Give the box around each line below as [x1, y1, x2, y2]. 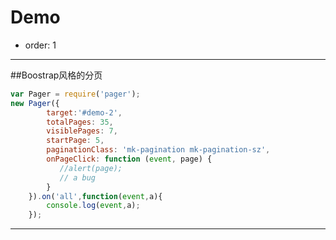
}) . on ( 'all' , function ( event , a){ [28, 191, 163, 201]
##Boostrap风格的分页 [10, 69, 103, 81]
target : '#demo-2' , [46, 107, 123, 118]
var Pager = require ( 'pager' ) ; [10, 89, 141, 99]
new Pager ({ [10, 98, 60, 108]
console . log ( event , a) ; [46, 201, 141, 211]
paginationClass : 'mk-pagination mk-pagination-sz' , [46, 145, 271, 155]
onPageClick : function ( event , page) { [46, 154, 213, 165]
